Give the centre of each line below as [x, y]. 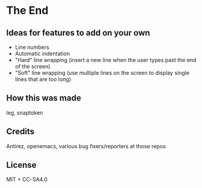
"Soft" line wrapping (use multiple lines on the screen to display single [102, 73]
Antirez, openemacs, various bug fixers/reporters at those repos [86, 146]
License [21, 165]
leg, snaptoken [25, 113]
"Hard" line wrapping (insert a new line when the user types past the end [106, 60]
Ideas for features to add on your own [78, 33]
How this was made [44, 98]
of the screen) [33, 66]
